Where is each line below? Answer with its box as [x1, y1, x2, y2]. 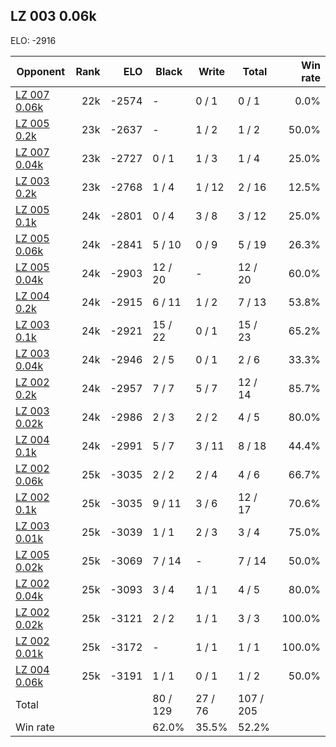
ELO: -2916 [10, 34, 57, 46]
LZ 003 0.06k [10, 8, 97, 25]
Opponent [16, 64, 66, 78]
